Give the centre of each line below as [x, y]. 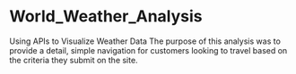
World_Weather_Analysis [106, 16]
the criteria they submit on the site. [74, 60]
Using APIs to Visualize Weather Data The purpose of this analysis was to [145, 41]
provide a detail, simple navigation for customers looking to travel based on [148, 50]
